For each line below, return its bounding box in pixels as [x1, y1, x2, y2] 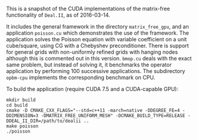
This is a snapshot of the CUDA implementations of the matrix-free [6, 5, 170, 12]
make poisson [6, 123, 39, 129]
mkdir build [6, 97, 36, 103]
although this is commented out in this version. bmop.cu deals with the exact [6, 55, 192, 62]
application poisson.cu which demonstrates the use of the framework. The [6, 29, 189, 36]
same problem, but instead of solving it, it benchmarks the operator [6, 61, 172, 68]
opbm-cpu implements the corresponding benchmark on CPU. [6, 74, 156, 81]
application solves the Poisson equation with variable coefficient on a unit [6, 36, 187, 42]
